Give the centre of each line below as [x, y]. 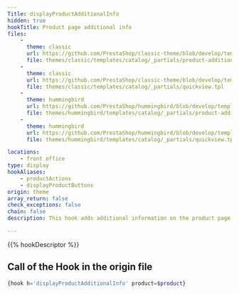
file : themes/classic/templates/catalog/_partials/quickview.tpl [125, 87]
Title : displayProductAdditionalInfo [63, 14]
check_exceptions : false [44, 205]
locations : [23, 152]
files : [17, 34]
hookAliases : [27, 172]
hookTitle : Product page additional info [70, 27]
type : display [28, 165]
